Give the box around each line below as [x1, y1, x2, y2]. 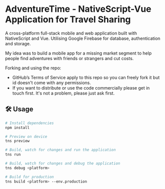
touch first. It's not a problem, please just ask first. [12, 90, 115, 96]
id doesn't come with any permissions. [12, 80, 91, 86]
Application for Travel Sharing [5, 14, 131, 25]
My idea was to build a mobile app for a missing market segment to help [5, 50, 152, 56]
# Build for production [5, 174, 54, 179]
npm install [5, 125, 30, 130]
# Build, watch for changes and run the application [5, 148, 116, 153]
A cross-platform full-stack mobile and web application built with [5, 30, 137, 36]
